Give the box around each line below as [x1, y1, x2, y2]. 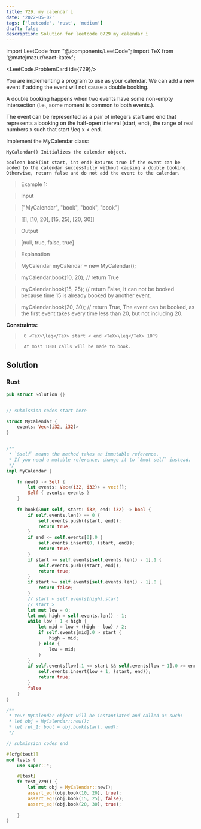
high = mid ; [48, 635, 79, 641]
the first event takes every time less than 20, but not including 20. [20, 310, 183, 317]
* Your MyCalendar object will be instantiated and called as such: [8, 713, 184, 719]
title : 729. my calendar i [6, 8, 74, 15]
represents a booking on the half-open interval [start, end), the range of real [6, 119, 194, 127]
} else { [38, 641, 60, 647]
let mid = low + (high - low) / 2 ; [38, 624, 127, 630]
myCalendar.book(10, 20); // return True [20, 274, 120, 281]
